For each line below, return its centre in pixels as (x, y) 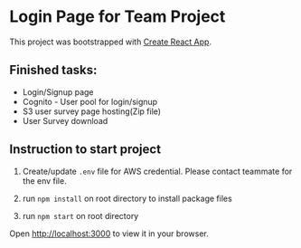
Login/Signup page (58, 91)
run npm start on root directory (80, 215)
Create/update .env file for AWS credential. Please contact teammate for (157, 171)
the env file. (44, 181)
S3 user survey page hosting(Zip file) (91, 111)
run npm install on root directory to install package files (127, 198)
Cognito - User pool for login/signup (90, 101)
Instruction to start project (85, 150)
